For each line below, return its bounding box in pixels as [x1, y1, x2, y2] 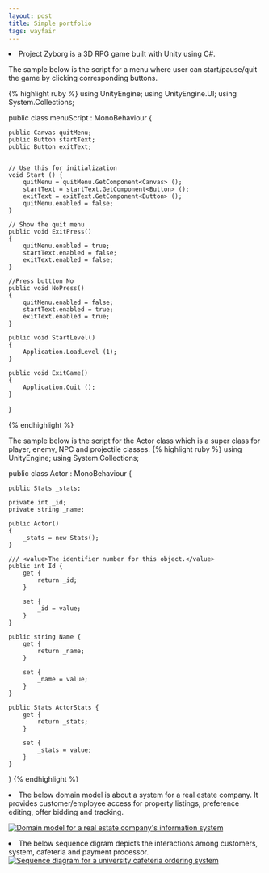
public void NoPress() [8, 285, 85, 293]
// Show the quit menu [8, 221, 85, 229]
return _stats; [37, 718, 89, 726]
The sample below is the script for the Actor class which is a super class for [8, 436, 261, 445]
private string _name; [8, 506, 85, 514]
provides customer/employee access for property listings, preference [8, 799, 240, 808]
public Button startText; [8, 136, 95, 144]
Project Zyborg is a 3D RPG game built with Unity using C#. [19, 49, 216, 59]
